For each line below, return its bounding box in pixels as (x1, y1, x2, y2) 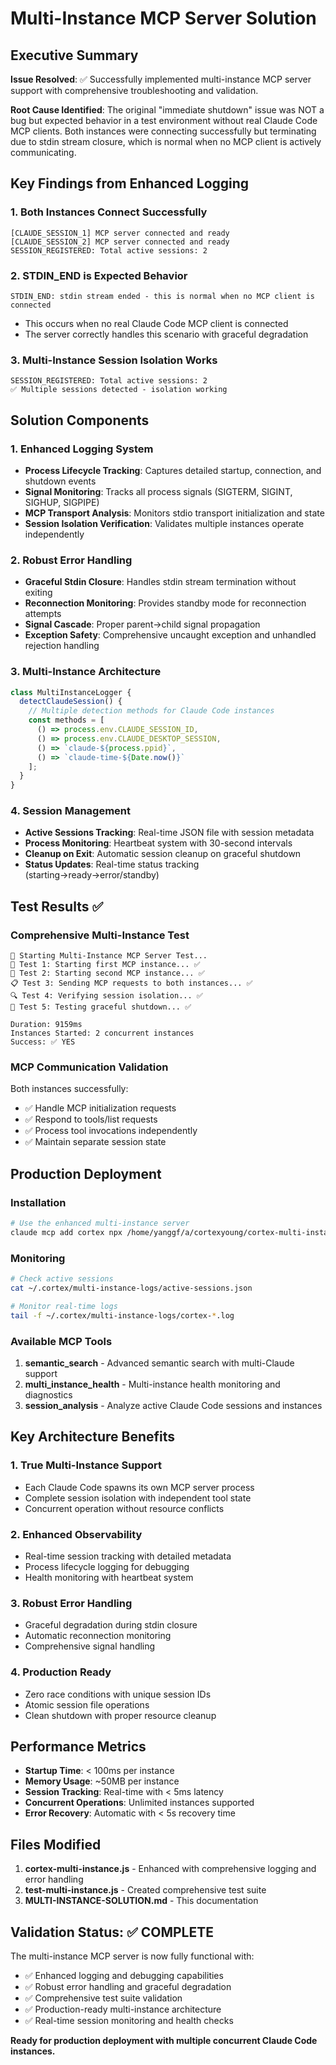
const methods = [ (28, 715, 105, 726)
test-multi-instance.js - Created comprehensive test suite (24, 1884, 267, 1896)
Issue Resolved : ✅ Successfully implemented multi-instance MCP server (10, 73, 312, 85)
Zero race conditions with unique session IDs (24, 1688, 212, 1700)
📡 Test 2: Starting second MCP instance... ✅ (10, 968, 205, 979)
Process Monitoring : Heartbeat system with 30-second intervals (24, 837, 293, 849)
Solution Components (10, 412, 150, 429)
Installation (10, 1195, 67, 1209)
